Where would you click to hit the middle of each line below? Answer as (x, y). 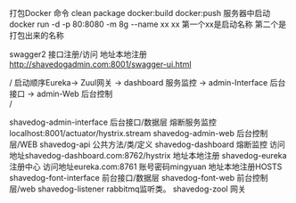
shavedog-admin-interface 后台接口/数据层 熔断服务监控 (113, 122)
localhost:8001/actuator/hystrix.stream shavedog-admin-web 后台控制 (139, 133)
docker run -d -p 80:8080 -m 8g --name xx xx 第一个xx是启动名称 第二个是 (148, 24)
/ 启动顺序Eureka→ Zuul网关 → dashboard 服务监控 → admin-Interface (139, 82)
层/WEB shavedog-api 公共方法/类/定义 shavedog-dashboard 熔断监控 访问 (147, 144)
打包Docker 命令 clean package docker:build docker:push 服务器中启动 (140, 13)
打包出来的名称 (37, 35)
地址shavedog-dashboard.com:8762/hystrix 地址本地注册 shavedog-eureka (148, 155)
